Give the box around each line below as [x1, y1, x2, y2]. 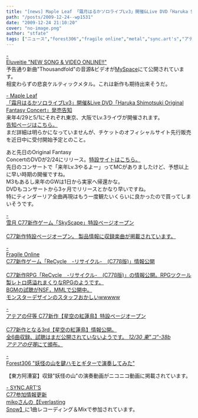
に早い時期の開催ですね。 [6, 171, 68, 178]
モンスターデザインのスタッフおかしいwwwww [6, 293, 121, 301]
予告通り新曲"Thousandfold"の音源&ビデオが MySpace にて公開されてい [6, 66, 180, 73]
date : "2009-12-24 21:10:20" [6, 19, 78, 25]
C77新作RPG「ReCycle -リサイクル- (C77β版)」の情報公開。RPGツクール [6, 272, 192, 278]
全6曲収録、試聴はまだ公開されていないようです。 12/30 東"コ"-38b [6, 334, 171, 340]
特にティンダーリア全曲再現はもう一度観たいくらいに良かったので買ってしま [6, 193, 192, 200]
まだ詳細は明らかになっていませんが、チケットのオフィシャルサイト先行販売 [6, 129, 192, 136]
